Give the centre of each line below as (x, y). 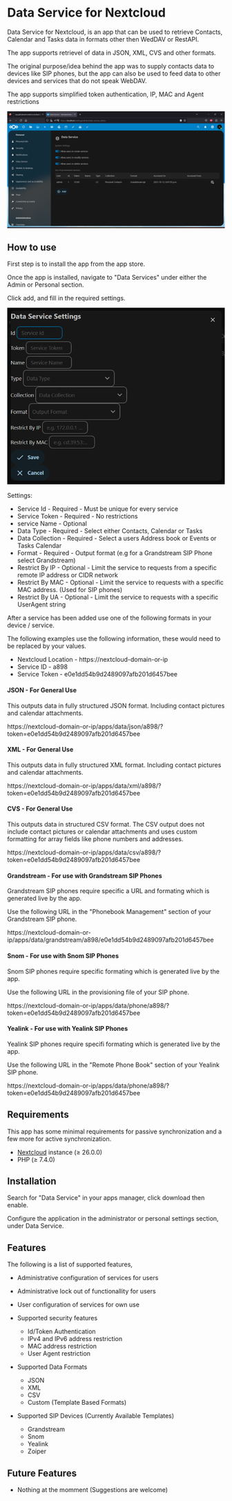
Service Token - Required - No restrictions (77, 516)
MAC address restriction (62, 1346)
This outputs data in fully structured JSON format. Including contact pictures (116, 705)
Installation (32, 1181)
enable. (18, 1205)
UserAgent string (41, 604)
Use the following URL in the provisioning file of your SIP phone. (98, 992)
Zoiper (37, 1451)
